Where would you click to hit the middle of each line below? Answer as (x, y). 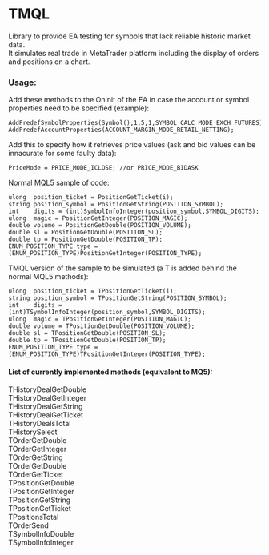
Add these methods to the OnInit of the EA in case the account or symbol (129, 100)
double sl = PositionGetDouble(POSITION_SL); (85, 233)
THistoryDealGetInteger (47, 398)
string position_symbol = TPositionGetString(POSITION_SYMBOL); (118, 298)
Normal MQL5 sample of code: (59, 183)
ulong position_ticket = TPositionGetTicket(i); (93, 291)
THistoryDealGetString (46, 407)
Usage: (23, 82)
